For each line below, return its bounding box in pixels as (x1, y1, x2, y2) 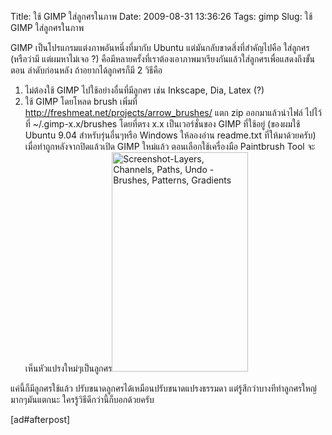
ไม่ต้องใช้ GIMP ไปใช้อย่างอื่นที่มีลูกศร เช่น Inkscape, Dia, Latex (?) (24, 84, 265, 96)
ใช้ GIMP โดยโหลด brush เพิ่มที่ (24, 96, 138, 107)
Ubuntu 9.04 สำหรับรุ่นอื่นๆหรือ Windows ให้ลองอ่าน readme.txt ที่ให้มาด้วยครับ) (24, 129, 317, 141)
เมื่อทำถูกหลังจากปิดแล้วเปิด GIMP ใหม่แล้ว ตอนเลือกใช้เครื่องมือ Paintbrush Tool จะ (24, 141, 316, 152)
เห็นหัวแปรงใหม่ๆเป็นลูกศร (24, 362, 113, 374)
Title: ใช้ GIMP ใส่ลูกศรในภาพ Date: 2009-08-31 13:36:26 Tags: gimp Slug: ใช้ (10, 11, 313, 22)
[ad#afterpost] (10, 414, 71, 425)
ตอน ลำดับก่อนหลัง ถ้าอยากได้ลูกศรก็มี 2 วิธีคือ (10, 64, 163, 76)
